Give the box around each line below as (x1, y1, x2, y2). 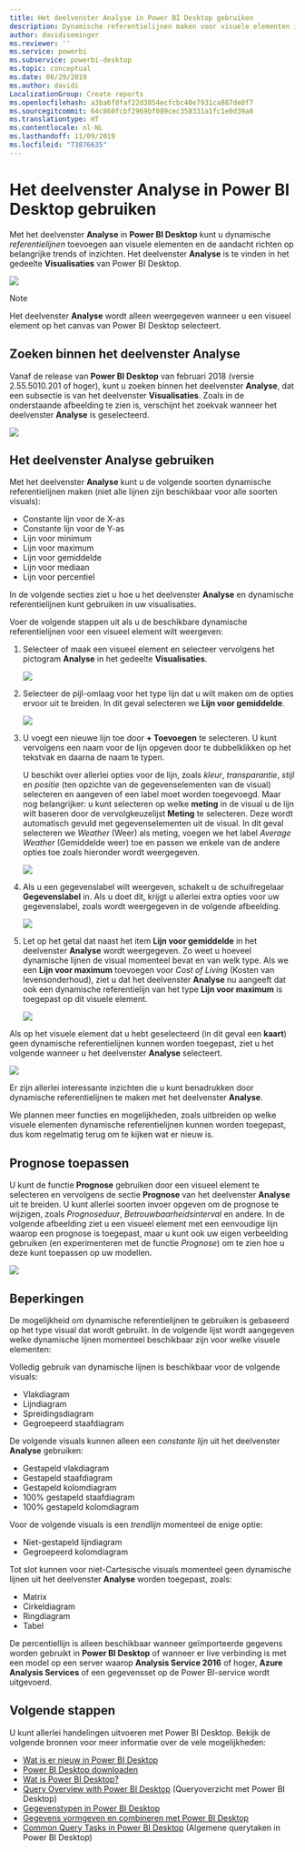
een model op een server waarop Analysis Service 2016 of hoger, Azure (9, 1657, 283, 1668)
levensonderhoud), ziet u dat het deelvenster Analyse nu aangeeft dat (22, 975, 286, 986)
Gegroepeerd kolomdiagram (22, 1546, 129, 1557)
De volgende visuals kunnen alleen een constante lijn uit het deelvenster (9, 1435, 280, 1446)
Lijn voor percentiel (22, 572, 95, 582)
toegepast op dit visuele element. (22, 994, 148, 1005)
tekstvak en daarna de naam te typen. (22, 752, 165, 763)
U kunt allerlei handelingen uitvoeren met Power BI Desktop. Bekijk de (9, 1726, 271, 1738)
